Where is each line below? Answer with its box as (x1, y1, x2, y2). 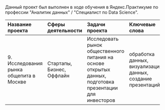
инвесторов (86, 97, 115, 104)
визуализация (129, 63, 163, 70)
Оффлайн (47, 72, 70, 79)
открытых (86, 66, 110, 73)
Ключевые (129, 21, 156, 27)
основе (86, 60, 105, 67)
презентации (86, 84, 118, 91)
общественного (86, 48, 125, 55)
